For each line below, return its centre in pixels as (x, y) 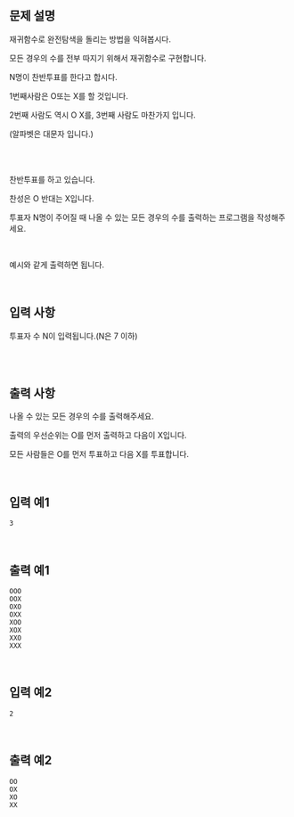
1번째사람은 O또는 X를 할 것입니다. (69, 95)
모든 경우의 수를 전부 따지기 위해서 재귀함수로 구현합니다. (108, 58)
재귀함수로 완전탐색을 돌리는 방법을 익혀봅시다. (90, 39)
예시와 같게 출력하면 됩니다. (57, 265)
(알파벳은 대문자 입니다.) (51, 134)
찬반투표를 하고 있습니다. (52, 179)
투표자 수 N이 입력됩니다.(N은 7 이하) (73, 336)
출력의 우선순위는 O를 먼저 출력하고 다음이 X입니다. (98, 436)
